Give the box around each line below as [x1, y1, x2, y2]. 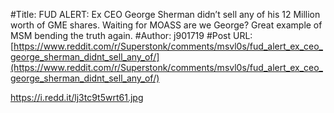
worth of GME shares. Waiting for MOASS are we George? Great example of [10, 19, 323, 31]
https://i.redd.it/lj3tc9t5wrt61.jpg [10, 92, 144, 103]
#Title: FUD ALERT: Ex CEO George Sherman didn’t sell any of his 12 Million [10, 9, 321, 20]
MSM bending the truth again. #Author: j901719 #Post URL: [10, 30, 253, 41]
